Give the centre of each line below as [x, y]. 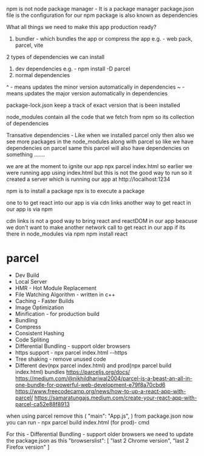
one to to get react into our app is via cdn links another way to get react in [99, 202]
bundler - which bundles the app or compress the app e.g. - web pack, [104, 39]
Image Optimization [39, 307]
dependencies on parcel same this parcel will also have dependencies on [98, 148]
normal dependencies [42, 75]
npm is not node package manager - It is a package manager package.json [100, 9]
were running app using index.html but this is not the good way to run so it [99, 173]
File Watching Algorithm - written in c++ [65, 294]
